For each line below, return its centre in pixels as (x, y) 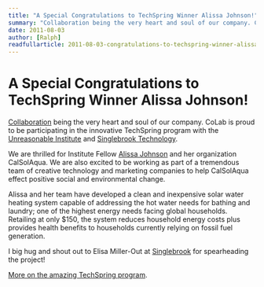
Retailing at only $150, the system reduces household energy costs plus (125, 219)
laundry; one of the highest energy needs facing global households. (118, 211)
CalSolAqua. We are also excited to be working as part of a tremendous (124, 163)
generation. (27, 236)
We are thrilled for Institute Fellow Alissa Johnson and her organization (123, 154)
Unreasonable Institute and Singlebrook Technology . (93, 139)
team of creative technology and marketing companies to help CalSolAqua (128, 171)
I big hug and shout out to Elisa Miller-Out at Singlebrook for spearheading (128, 252)
